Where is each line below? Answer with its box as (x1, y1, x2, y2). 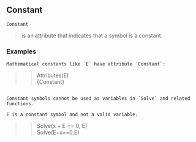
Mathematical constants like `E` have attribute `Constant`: (6, 61, 166, 67)
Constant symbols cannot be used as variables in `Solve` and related (6, 95, 190, 102)
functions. (6, 101, 34, 107)
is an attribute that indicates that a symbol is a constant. (21, 32, 163, 39)
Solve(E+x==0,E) (36, 129, 80, 136)
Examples (6, 47, 37, 56)
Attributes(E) (36, 72, 69, 79)
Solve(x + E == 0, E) (36, 122, 88, 130)
